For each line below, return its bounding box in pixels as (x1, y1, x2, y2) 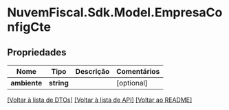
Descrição (75, 67, 110, 76)
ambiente (10, 79, 43, 87)
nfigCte (7, 19, 52, 35)
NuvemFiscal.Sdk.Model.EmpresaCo (7, 5, 223, 20)
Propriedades (7, 46, 67, 58)
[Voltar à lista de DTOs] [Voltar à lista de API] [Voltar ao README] (7, 96, 193, 104)
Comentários (116, 67, 160, 76)
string (49, 79, 69, 87)
